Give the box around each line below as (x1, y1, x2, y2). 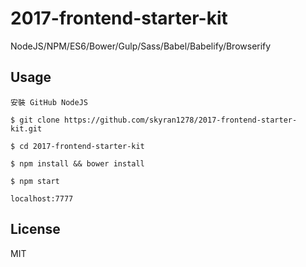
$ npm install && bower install (10, 158, 145, 169)
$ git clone (10, 115, 60, 125)
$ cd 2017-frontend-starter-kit (10, 141, 145, 151)
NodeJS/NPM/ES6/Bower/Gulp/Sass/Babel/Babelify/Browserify (10, 40, 272, 52)
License (10, 221, 61, 238)
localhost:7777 (10, 193, 74, 204)
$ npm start (10, 176, 60, 186)
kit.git (10, 123, 43, 134)
